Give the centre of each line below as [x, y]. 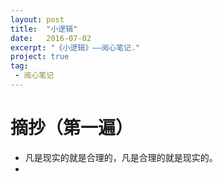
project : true [40, 57]
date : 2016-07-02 [51, 38]
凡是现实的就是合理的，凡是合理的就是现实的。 [121, 157]
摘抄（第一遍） [72, 128]
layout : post [37, 19]
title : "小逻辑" [44, 29]
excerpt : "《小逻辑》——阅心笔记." [75, 47]
